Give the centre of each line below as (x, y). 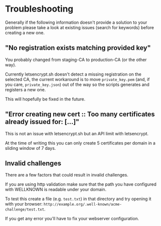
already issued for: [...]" (42, 122)
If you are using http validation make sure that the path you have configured (81, 184)
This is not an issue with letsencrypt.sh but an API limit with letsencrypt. (77, 133)
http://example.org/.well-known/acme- (83, 205)
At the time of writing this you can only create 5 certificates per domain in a (80, 143)
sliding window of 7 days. (31, 148)
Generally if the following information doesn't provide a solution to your (76, 22)
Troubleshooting (39, 9)
